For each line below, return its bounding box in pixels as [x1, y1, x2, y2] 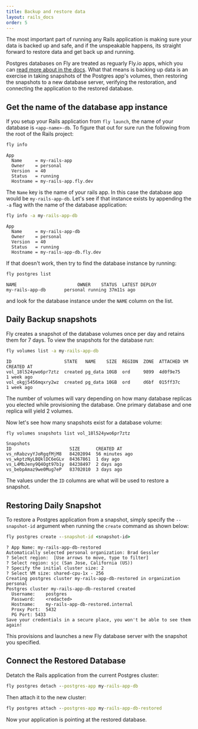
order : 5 [6, 20, 28, 25]
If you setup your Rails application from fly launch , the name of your [6, 118, 174, 125]
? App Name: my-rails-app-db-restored [6, 545, 101, 550]
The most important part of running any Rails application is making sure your [6, 36, 192, 43]
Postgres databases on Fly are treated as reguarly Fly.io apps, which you [6, 60, 183, 67]
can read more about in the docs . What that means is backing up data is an [6, 66, 189, 73]
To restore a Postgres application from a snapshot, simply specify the [6, 516, 175, 523]
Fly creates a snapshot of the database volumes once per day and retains [6, 330, 185, 337]
